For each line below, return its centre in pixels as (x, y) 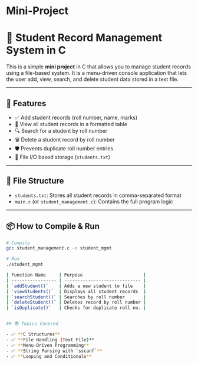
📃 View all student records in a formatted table (71, 124)
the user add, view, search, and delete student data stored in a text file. (92, 79)
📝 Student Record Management (84, 38)
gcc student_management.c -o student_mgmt (59, 248)
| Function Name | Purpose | (76, 275)
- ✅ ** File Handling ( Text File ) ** (50, 340)
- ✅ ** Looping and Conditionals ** (49, 356)
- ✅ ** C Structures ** (33, 334)
